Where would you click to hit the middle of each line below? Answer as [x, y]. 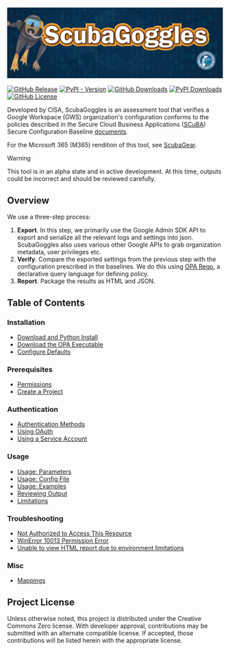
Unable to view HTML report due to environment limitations [100, 548]
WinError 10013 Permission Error [63, 541]
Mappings [31, 580]
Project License [41, 602]
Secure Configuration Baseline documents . [68, 132]
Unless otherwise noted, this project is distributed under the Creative [104, 619]
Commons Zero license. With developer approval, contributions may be [107, 626]
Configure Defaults [44, 352]
